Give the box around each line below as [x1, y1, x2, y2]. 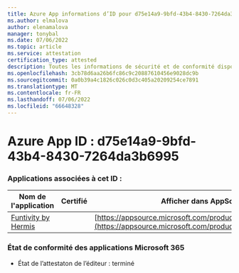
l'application [11, 201, 55, 211]
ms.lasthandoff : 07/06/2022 [7, 96, 91, 104]
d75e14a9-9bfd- [97, 133, 197, 150]
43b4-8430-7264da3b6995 [7, 148, 179, 165]
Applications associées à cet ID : [7, 173, 122, 183]
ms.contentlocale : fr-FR [7, 89, 81, 96]
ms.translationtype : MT [7, 83, 78, 90]
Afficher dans [161, 196, 208, 206]
